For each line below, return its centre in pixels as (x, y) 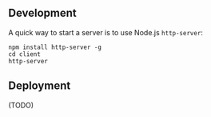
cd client (25, 54)
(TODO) (21, 105)
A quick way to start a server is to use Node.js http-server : (106, 32)
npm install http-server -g (55, 47)
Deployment (40, 86)
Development (43, 13)
